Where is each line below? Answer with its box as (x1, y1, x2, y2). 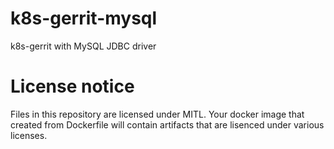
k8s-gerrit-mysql (10, 7, 158, 30)
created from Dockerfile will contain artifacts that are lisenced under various (10, 118, 325, 131)
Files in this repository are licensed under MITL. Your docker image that (10, 108, 305, 120)
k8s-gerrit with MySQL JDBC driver (10, 40, 157, 52)
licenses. (10, 129, 48, 141)
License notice (10, 75, 135, 98)
